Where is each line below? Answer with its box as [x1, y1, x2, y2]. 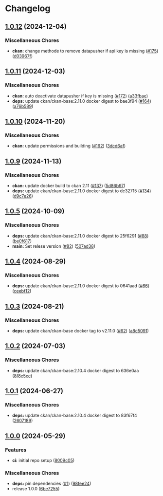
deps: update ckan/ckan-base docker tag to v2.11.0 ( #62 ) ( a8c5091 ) [12, 328, 149, 333]
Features [5, 446, 27, 453]
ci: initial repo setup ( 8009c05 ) [12, 458, 75, 463]
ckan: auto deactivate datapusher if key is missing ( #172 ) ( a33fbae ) [12, 93, 148, 99]
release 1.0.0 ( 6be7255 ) [12, 486, 60, 492]
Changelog [5, 3, 51, 14]
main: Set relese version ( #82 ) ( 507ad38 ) [12, 243, 96, 249]
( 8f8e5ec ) [12, 373, 33, 379]
